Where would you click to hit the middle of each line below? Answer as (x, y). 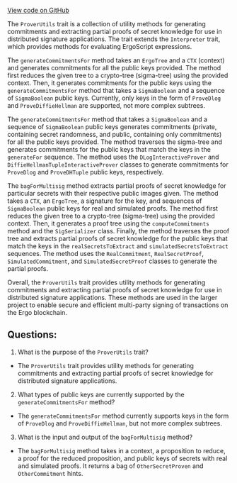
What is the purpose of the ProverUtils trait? (83, 352)
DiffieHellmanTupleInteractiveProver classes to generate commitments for (118, 165)
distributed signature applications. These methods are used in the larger (112, 298)
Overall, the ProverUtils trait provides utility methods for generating (106, 282)
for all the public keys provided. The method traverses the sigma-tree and (115, 142)
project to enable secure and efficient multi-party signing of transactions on (118, 305)
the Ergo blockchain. (37, 312)
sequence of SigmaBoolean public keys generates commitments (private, (112, 127)
